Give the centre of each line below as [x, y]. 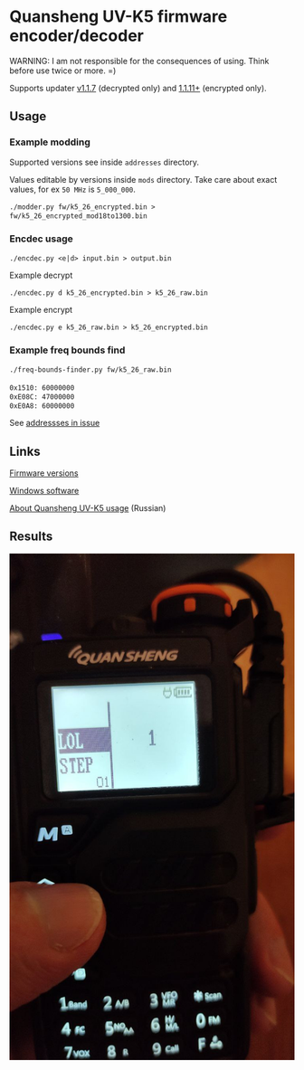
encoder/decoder [77, 36]
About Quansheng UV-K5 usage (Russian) [88, 508]
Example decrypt [41, 275]
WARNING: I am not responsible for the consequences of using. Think [139, 61]
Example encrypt [41, 309]
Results [31, 537]
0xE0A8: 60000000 [42, 406]
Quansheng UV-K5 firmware [119, 17]
